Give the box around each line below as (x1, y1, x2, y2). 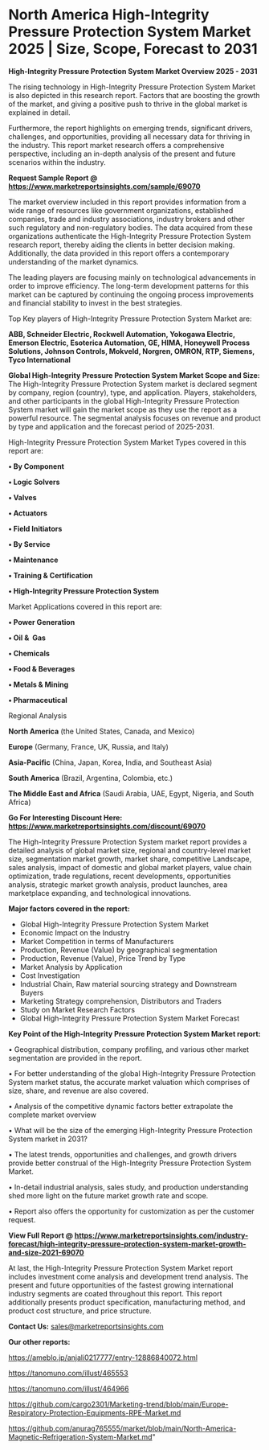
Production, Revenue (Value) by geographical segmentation (19, 945, 218, 955)
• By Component (8, 461, 64, 471)
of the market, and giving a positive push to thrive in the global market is (8, 99, 247, 109)
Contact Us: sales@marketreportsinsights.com (8, 1321, 165, 1331)
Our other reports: (8, 1337, 71, 1346)
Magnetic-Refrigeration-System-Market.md (8, 1432, 153, 1441)
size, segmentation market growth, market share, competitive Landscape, (8, 854, 252, 864)
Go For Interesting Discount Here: (8, 812, 123, 822)
